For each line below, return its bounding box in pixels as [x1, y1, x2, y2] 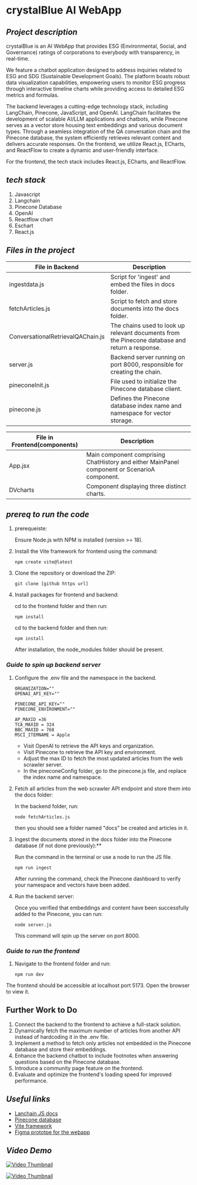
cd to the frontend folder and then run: [14, 603, 108, 610]
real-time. [6, 55, 30, 62]
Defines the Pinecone [110, 394, 170, 402]
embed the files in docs [110, 280, 175, 288]
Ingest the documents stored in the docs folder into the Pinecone [14, 835, 172, 842]
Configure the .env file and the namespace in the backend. [14, 674, 157, 681]
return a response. [110, 343, 161, 351]
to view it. [6, 988, 30, 995]
